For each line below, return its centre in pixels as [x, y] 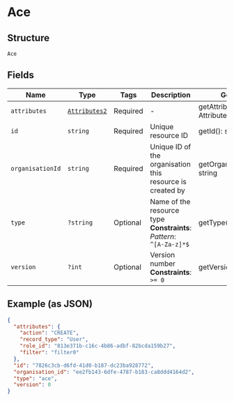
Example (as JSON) [50, 304]
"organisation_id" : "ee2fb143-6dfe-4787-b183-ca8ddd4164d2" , [104, 372]
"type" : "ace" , [36, 378]
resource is [168, 181]
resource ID [169, 135]
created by [168, 190]
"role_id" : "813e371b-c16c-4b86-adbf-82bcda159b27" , [98, 346]
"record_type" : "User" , [54, 340]
